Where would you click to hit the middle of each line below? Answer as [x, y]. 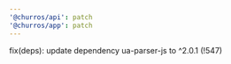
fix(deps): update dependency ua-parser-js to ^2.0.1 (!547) [116, 50]
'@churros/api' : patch [51, 17]
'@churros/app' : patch [51, 25]
